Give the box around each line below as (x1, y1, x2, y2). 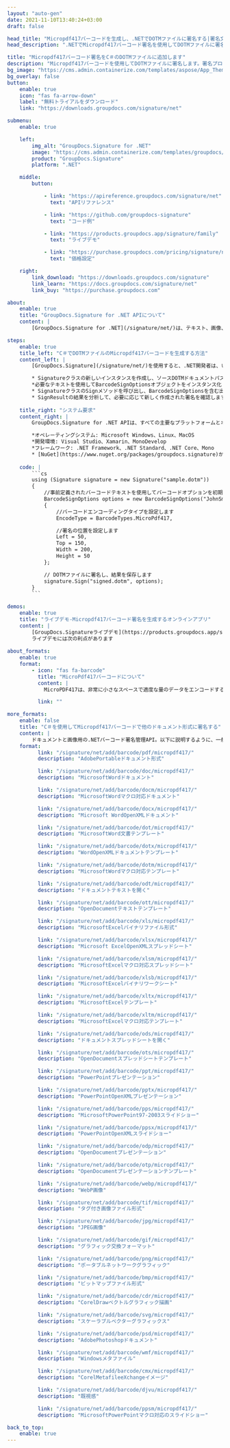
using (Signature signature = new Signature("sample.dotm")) (31, 476, 210, 483)
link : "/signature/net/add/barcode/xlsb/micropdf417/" (37, 974, 197, 981)
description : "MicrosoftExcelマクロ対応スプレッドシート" (37, 961, 193, 969)
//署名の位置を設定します (55, 527, 118, 534)
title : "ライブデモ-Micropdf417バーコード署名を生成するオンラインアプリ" (19, 616, 212, 623)
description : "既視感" (37, 1392, 99, 1399)
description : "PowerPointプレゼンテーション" (37, 1074, 161, 1081)
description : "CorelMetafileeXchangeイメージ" (37, 1374, 169, 1381)
